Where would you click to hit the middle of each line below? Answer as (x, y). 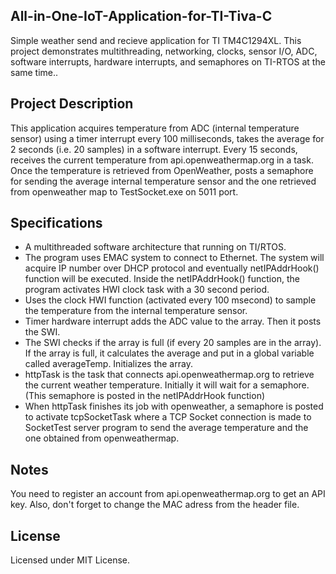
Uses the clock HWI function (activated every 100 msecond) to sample (170, 300)
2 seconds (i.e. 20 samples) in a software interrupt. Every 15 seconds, (154, 149)
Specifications (56, 223)
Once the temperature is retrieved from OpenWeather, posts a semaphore (162, 170)
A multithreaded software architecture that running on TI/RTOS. (155, 247)
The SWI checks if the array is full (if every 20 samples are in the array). (173, 343)
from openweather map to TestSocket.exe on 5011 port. (124, 191)
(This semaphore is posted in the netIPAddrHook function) (145, 396)
